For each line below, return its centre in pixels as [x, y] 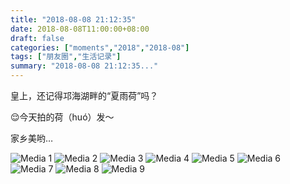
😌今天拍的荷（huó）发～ [62, 117]
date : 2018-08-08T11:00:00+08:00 [80, 29]
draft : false [37, 38]
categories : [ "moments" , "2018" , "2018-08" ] [100, 47]
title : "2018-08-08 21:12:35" [73, 19]
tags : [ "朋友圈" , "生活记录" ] [66, 57]
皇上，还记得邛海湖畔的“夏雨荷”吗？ [84, 95]
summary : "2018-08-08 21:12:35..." [84, 66]
